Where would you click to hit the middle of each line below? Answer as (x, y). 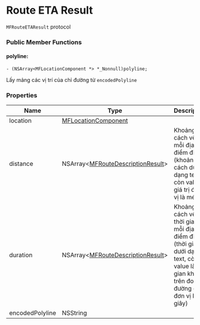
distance (21, 164)
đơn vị (182, 296)
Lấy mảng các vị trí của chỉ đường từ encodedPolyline (71, 80)
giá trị (182, 190)
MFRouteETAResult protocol (39, 27)
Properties (22, 95)
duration (21, 255)
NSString (74, 313)
